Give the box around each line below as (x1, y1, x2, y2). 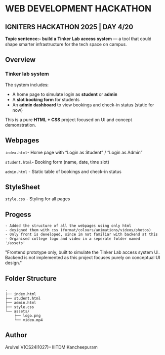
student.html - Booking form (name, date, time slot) (5, 159, 110, 165)
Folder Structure (5, 274, 57, 282)
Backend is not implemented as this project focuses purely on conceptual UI (5, 255, 161, 261)
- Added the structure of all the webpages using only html (5, 223, 132, 228)
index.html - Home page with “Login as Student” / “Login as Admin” (5, 149, 143, 155)
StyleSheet (5, 182, 41, 191)
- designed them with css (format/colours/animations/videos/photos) (5, 228, 152, 233)
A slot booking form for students (12, 96, 80, 102)
